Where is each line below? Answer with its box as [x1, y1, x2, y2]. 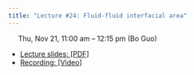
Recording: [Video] [19, 57, 82, 67]
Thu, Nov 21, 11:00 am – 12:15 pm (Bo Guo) [18, 34, 157, 43]
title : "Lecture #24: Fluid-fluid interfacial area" [8, 11, 188, 20]
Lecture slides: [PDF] [19, 49, 89, 58]
